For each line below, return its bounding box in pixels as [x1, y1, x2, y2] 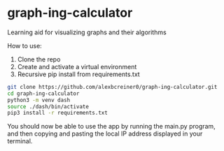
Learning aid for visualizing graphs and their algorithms [7, 28, 167, 36]
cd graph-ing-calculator [7, 89, 80, 97]
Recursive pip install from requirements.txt [17, 70, 140, 78]
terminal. [7, 137, 33, 145]
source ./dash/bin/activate [7, 103, 90, 110]
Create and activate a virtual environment [17, 62, 137, 71]
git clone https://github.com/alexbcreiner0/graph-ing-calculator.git [7, 83, 218, 90]
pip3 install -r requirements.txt [7, 110, 108, 117]
